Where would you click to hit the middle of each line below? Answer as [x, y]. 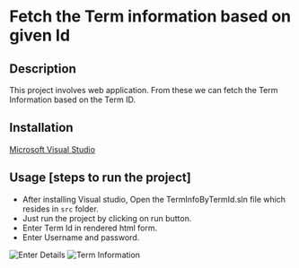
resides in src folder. [60, 209]
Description [43, 69]
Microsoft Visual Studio [53, 149]
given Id [40, 35]
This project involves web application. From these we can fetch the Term [144, 90]
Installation [41, 128]
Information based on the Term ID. [73, 99]
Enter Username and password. [81, 237]
